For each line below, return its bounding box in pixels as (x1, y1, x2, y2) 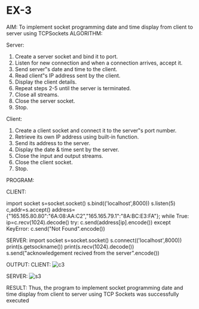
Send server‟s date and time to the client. (14, 65, 118, 72)
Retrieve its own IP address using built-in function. (14, 133, 139, 140)
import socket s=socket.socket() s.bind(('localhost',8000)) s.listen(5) (6, 200, 176, 207)
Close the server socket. (14, 97, 76, 105)
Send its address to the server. (14, 139, 91, 146)
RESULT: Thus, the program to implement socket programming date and (6, 284, 183, 291)
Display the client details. (14, 78, 77, 85)
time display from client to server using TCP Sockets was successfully (6, 290, 179, 298)
